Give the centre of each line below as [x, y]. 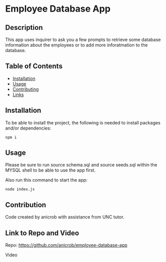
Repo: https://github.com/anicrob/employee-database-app [66, 245]
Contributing [25, 89]
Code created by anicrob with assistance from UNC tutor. [65, 217]
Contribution [26, 205]
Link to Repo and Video [42, 233]
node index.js [20, 189]
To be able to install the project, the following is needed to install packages [83, 122]
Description [24, 28]
